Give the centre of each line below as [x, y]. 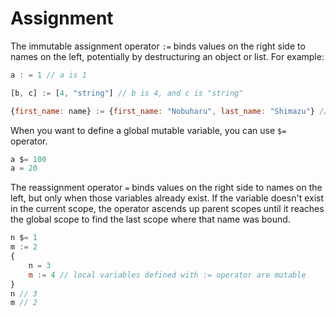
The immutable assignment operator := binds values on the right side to [158, 46]
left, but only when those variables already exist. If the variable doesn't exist [167, 198]
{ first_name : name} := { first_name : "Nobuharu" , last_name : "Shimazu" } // [169, 111]
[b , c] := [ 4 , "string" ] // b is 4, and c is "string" [127, 93]
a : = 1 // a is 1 [48, 75]
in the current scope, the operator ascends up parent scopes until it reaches [167, 209]
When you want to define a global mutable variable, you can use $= [148, 130]
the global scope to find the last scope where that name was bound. [150, 219]
